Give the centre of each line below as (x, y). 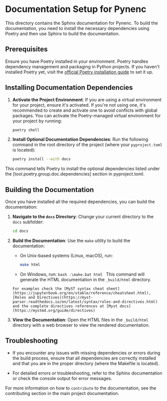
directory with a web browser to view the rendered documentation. (81, 325)
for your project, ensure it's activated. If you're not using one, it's (79, 105)
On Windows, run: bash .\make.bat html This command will (82, 274)
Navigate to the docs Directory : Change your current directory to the (83, 217)
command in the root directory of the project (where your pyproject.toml (87, 145)
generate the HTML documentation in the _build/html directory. (85, 279)
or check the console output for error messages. (62, 378)
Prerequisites (26, 49)
